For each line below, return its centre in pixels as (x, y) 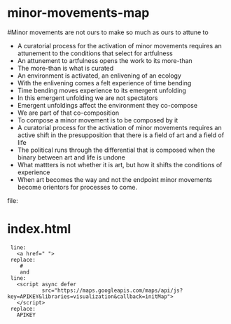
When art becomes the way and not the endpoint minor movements (115, 179)
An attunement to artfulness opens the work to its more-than (105, 60)
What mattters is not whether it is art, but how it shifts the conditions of (120, 164)
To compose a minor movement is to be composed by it (98, 120)
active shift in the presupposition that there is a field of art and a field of (121, 135)
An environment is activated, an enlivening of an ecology (99, 76)
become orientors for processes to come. (77, 187)
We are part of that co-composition (68, 113)
